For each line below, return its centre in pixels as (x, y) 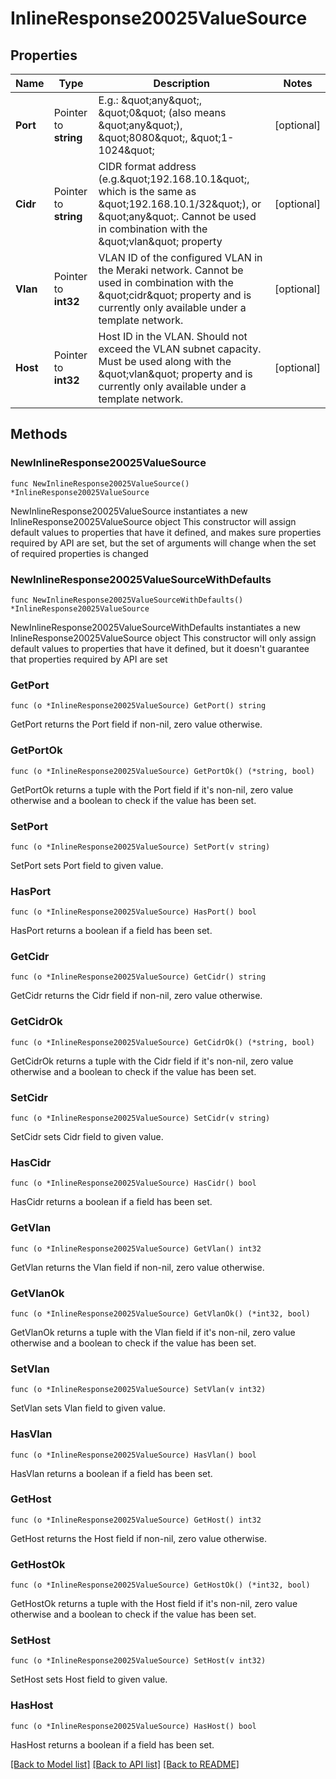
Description (181, 83)
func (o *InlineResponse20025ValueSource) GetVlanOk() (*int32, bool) (160, 1313)
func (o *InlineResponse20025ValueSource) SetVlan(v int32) (138, 1390)
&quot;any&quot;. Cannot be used (177, 216)
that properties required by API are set (89, 659)
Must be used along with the (165, 361)
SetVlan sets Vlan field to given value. (88, 1408)
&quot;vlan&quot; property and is (175, 374)
